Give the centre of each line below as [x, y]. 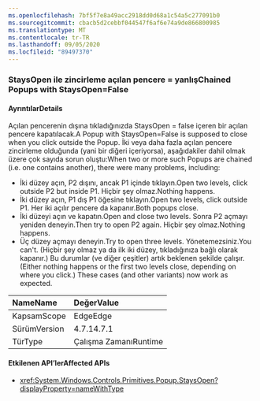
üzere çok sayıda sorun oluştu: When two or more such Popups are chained [130, 159]
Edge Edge [93, 316]
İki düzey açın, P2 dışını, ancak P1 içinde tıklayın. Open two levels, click [134, 183]
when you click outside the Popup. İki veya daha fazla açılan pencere [120, 143]
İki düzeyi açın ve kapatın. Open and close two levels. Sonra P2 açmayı [134, 217]
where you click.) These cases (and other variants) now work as [124, 275]
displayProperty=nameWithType [72, 389]
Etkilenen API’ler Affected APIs [59, 362]
